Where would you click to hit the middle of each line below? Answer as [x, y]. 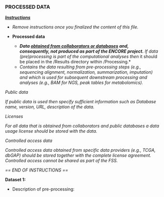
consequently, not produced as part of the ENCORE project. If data [89, 51]
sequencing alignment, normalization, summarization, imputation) [86, 72]
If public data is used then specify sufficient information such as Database [81, 102]
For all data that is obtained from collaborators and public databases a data [82, 126]
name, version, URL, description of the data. [50, 107]
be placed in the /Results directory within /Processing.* [75, 62]
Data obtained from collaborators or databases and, [74, 46]
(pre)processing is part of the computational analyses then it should [88, 56]
